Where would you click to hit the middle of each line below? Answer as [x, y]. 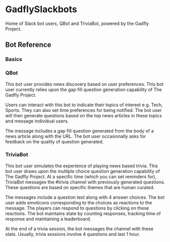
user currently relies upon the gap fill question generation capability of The [84, 89]
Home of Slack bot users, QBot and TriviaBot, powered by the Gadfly [77, 23]
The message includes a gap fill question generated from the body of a [79, 131]
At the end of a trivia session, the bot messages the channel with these [79, 229]
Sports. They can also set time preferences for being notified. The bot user [83, 110]
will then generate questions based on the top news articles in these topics [84, 115]
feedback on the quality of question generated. [55, 141]
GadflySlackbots [41, 9]
